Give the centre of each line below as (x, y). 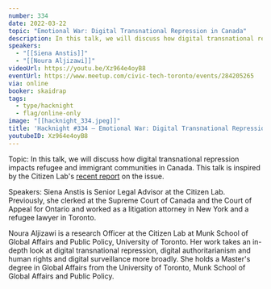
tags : (17, 98)
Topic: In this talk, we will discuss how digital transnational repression (124, 159)
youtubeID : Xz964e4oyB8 (48, 136)
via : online (28, 83)
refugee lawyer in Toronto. (52, 217)
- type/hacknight (45, 106)
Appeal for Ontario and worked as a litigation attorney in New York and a (129, 209)
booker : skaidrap (38, 91)
